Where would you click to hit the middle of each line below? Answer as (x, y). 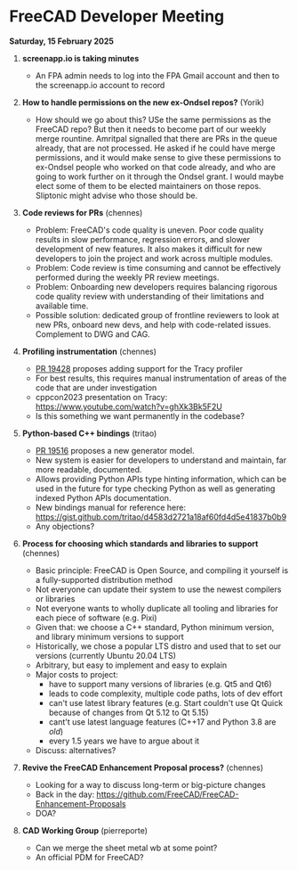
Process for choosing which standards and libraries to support (140, 543)
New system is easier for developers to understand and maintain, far (161, 460)
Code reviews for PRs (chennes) (82, 212)
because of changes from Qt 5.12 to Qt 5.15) (128, 712)
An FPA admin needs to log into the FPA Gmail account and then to (157, 75)
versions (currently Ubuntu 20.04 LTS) (105, 655)
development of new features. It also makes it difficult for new (148, 249)
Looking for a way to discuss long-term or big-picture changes (150, 784)
